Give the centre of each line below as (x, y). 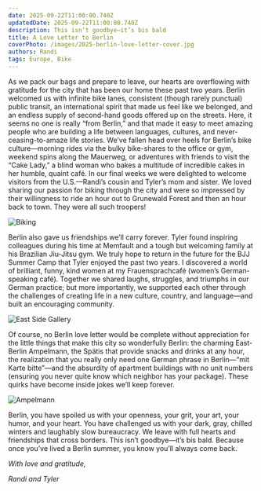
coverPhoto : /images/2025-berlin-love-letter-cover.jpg (101, 45)
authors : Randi (33, 52)
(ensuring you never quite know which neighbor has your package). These (129, 376)
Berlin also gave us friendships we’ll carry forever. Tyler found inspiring (123, 237)
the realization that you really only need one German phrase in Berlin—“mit (129, 359)
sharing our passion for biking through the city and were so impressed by (127, 190)
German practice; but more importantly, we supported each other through (127, 287)
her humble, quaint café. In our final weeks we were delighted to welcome (127, 173)
